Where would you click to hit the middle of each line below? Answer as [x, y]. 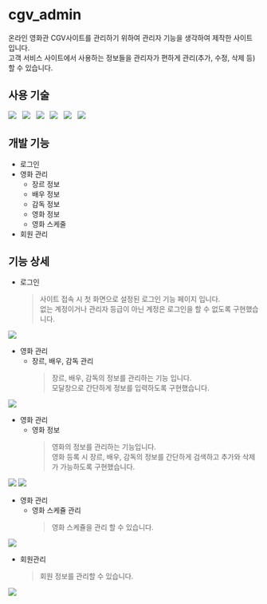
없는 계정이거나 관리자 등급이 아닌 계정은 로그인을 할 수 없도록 [135, 309]
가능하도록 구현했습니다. [98, 467]
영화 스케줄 [49, 224]
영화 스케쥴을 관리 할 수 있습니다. [102, 527]
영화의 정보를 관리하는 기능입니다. [104, 447]
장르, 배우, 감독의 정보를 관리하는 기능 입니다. [122, 378]
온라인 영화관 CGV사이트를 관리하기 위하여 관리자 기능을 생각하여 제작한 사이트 [131, 38]
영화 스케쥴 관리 [56, 511]
